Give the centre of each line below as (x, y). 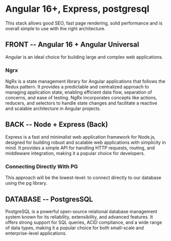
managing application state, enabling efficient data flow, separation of (79, 92)
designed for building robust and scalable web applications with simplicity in (86, 142)
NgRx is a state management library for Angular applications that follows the (86, 81)
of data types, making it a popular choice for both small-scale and (75, 228)
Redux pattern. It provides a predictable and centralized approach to (77, 87)
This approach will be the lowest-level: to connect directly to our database (83, 178)
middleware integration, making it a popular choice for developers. (75, 153)
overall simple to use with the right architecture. (55, 28)
